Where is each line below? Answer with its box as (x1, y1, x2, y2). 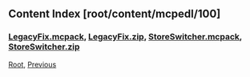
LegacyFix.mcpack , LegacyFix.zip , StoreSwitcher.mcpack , (8, 31, 243, 43)
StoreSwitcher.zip (8, 41, 80, 52)
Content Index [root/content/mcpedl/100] (8, 7, 221, 21)
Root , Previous (8, 59, 57, 69)
